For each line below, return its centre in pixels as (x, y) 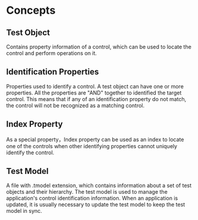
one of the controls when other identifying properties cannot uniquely (92, 146)
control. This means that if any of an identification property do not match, (96, 99)
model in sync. (24, 211)
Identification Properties (53, 72)
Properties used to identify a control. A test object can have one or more (95, 86)
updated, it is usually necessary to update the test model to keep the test (96, 204)
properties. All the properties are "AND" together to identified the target (94, 93)
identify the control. (30, 152)
